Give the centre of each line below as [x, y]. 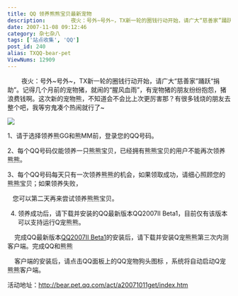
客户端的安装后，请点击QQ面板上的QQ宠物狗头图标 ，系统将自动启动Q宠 [120, 261]
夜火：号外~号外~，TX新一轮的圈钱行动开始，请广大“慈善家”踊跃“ [117, 81]
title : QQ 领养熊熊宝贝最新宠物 [50, 14]
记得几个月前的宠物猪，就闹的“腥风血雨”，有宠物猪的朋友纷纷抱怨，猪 [124, 90]
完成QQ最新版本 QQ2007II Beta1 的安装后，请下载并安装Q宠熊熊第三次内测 [121, 237]
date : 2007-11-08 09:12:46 [47, 27]
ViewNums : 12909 [31, 60]
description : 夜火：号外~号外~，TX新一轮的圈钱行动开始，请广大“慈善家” [114, 20]
